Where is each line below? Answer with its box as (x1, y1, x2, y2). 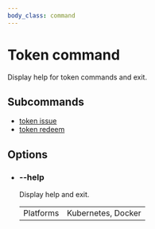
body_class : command (7, 11, 76, 20)
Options (7, 148, 48, 161)
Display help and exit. (18, 190, 90, 200)
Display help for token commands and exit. (7, 72, 148, 82)
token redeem (18, 125, 65, 134)
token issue (18, 116, 57, 126)
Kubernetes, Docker (66, 208, 141, 219)
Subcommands (7, 95, 84, 108)
